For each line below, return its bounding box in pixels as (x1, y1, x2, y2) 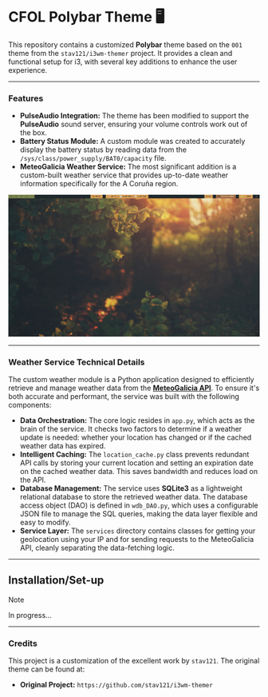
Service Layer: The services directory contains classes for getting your (19, 526, 256, 536)
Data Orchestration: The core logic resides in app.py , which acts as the (19, 416, 255, 425)
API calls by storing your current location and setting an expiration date (19, 458, 254, 468)
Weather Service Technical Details (8, 356, 145, 368)
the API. (19, 475, 46, 485)
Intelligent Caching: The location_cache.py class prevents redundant (19, 450, 250, 460)
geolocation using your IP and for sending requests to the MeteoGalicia (19, 535, 254, 544)
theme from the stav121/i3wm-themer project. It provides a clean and (8, 48, 233, 58)
